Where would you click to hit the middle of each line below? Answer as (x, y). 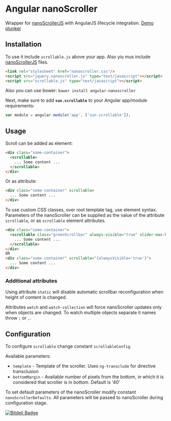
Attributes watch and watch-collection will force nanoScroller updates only (83, 307)
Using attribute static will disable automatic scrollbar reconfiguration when (84, 292)
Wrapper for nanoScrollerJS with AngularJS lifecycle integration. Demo (80, 23)
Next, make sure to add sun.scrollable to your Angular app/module (76, 100)
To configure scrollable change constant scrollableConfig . (68, 346)
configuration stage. (26, 403)
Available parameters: (28, 356)
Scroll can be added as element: (39, 144)
